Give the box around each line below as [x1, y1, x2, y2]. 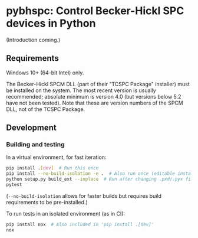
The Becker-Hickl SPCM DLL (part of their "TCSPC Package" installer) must [6, 80, 190, 87]
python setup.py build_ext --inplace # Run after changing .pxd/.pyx [6, 176, 183, 182]
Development [6, 123, 57, 133]
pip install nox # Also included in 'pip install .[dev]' [6, 221, 154, 227]
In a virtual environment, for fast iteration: [6, 154, 107, 161]
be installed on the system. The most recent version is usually [6, 87, 156, 94]
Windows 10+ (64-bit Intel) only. [6, 69, 84, 76]
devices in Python [6, 17, 96, 30]
